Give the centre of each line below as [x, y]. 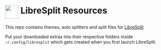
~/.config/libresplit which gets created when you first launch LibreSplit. [81, 42]
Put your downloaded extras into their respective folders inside [69, 37]
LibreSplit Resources [64, 11]
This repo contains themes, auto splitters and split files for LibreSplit [75, 27]
